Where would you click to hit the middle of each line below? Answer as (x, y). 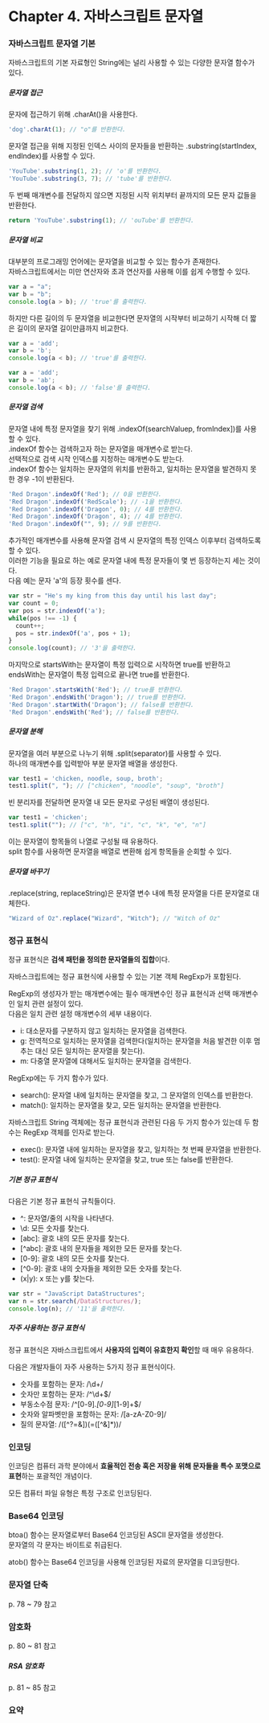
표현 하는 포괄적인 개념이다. (50, 1476)
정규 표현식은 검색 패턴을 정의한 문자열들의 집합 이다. (89, 960)
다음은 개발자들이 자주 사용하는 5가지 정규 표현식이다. (92, 1367)
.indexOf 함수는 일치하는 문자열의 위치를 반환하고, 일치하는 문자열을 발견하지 (128, 469)
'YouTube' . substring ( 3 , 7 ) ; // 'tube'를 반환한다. (90, 179)
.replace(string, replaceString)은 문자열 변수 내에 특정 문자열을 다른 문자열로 (130, 893)
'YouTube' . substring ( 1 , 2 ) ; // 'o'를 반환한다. (85, 171)
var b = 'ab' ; (32, 380)
